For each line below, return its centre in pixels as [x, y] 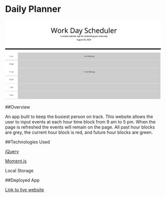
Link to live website [25, 190]
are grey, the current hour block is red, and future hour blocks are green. [79, 132]
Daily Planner [33, 9]
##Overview [18, 107]
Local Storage [19, 171]
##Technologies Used [28, 142]
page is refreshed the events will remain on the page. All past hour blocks [80, 127]
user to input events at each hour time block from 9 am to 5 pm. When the [80, 122]
